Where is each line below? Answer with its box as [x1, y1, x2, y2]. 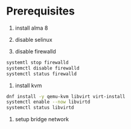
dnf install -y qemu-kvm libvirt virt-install [6, 93, 126, 99]
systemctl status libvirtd [6, 105, 74, 111]
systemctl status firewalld [6, 71, 77, 77]
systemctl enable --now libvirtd [6, 99, 91, 105]
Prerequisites [6, 4, 75, 18]
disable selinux [14, 36, 53, 43]
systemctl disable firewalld [6, 65, 80, 71]
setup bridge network [14, 116, 69, 123]
